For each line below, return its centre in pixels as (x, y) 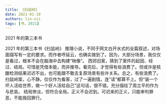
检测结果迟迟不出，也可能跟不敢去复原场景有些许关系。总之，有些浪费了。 (85, 73)
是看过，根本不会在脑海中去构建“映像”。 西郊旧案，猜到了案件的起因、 (77, 61)
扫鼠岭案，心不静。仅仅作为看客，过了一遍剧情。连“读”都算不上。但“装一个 (82, 79)
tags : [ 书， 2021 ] (22, 23)
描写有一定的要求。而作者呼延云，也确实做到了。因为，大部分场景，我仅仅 (85, 55)
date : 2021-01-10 (23, 14)
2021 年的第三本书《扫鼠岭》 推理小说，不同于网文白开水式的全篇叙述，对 (81, 49)
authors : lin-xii (23, 19)
